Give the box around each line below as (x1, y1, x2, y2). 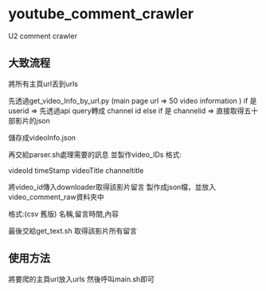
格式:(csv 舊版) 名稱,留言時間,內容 (8, 209, 119, 218)
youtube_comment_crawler (8, 5, 194, 23)
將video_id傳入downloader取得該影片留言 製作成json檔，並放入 (8, 182, 217, 191)
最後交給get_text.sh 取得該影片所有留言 (8, 226, 138, 235)
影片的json (14, 116, 50, 125)
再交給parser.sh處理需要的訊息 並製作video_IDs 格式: (8, 149, 182, 159)
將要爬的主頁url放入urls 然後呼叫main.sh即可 (8, 274, 155, 284)
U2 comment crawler (8, 31, 78, 41)
